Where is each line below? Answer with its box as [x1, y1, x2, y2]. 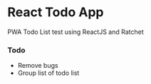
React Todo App [7, 4, 104, 20]
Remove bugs [17, 61, 58, 70]
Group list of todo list [17, 68, 80, 78]
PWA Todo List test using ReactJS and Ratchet [7, 28, 144, 36]
